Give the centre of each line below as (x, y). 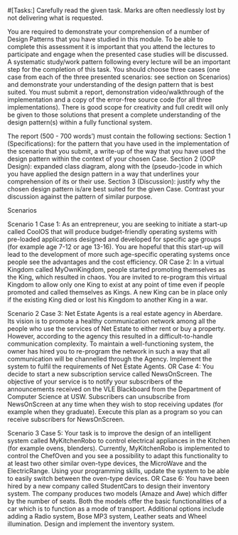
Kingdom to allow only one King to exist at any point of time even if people (116, 285)
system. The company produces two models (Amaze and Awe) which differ (118, 493)
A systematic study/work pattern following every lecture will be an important (119, 62)
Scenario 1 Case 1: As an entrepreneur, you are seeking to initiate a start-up (118, 224)
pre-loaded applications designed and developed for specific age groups (114, 239)
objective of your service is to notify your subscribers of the (95, 381)
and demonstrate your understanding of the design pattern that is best (110, 84)
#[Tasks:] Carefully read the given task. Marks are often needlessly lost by (116, 10)
